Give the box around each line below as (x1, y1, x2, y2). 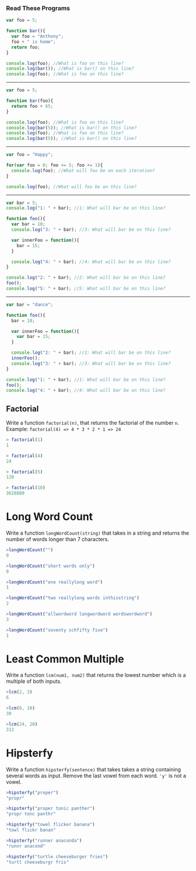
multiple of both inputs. (6, 678, 62, 685)
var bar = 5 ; (6, 200, 38, 206)
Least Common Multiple (6, 652, 124, 665)
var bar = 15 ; (16, 334, 51, 340)
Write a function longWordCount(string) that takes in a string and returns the (6, 530, 190, 537)
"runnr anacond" (6, 843, 45, 849)
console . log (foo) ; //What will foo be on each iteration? (11, 168, 156, 173)
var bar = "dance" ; (6, 302, 54, 308)
